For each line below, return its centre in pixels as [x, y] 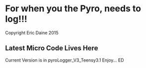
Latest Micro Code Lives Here [52, 48]
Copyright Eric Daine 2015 [32, 33]
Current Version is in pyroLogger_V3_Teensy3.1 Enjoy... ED [65, 60]
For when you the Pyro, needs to [73, 9]
